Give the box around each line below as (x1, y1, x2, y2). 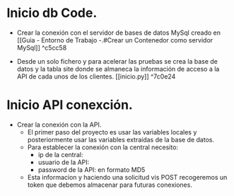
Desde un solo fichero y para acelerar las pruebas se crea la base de (16, 57, 218, 65)
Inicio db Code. (6, 5, 98, 21)
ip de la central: (37, 150, 83, 158)
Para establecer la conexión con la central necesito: (27, 143, 178, 151)
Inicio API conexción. (6, 97, 134, 113)
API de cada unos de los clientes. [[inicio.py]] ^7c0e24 (16, 72, 176, 81)
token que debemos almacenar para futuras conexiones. (27, 180, 192, 189)
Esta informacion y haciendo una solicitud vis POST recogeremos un (27, 173, 228, 181)
